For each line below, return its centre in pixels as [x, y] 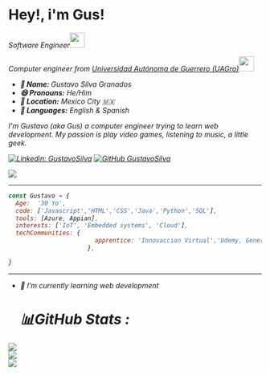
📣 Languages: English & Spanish [75, 110]
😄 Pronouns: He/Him [56, 92]
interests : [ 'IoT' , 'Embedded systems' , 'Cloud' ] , [102, 226]
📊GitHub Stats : [75, 320]
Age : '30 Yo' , [41, 203]
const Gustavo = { [39, 196]
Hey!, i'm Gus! [57, 15]
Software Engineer [39, 45]
